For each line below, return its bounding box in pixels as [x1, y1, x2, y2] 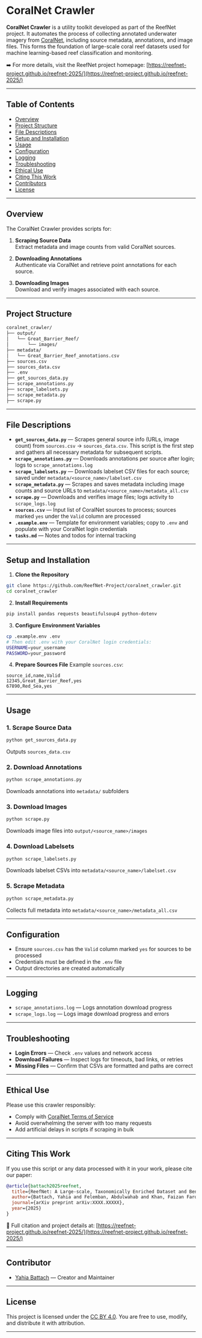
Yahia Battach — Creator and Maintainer [14, 1274, 115, 1281]
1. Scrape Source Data [6, 723, 72, 732]
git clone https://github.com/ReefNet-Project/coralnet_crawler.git [6, 583, 182, 589]
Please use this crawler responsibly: [6, 1101, 96, 1108]
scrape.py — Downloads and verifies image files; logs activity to [14, 494, 174, 501]
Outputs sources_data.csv [6, 748, 71, 755]
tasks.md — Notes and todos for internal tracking [14, 532, 136, 539]
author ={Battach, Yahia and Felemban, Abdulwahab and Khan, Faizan [11, 1194, 185, 1200]
